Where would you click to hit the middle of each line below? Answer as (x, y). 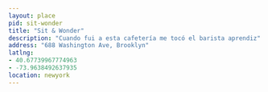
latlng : (21, 53)
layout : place (32, 16)
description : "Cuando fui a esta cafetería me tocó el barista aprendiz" (135, 38)
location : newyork (39, 75)
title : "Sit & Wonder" (46, 30)
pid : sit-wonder (35, 23)
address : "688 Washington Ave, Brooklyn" (79, 46)
